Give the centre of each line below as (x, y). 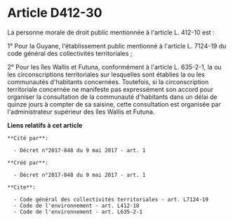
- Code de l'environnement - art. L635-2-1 (78, 212)
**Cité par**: (28, 138)
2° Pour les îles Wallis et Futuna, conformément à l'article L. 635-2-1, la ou (115, 67)
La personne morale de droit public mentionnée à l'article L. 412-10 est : (111, 32)
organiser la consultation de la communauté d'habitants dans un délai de (112, 97)
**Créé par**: (28, 163)
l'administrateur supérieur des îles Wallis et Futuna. (81, 112)
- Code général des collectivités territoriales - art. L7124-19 (111, 199)
